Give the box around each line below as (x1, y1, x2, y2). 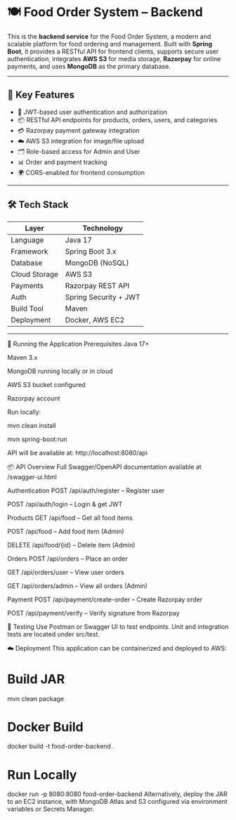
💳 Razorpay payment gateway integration (17, 126, 140, 134)
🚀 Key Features (7, 89, 75, 101)
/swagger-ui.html (7, 472, 58, 481)
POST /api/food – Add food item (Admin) (7, 527, 124, 535)
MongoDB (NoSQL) (65, 258, 129, 268)
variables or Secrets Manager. (7, 805, 95, 814)
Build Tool (11, 304, 44, 313)
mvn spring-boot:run (7, 435, 67, 443)
